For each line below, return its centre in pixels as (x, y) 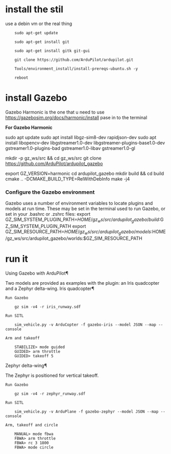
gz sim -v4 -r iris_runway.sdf (48, 307)
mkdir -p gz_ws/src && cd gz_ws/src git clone (53, 158)
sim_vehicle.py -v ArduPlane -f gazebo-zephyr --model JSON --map (87, 412)
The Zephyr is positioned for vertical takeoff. (52, 375)
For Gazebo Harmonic (29, 127)
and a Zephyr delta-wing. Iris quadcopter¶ (50, 288)
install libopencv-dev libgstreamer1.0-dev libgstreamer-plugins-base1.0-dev (85, 143)
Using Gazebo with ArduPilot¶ (37, 273)
